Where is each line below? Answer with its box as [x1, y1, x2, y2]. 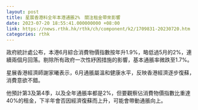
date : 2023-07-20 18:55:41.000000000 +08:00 [6, 20, 120, 26]
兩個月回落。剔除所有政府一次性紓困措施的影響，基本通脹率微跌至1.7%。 [11, 56, 193, 63]
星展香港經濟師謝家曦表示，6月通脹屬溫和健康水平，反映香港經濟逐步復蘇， [6, 69, 195, 76]
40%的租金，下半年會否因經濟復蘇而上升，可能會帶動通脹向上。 [6, 97, 167, 105]
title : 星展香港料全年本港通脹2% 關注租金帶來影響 [6, 15, 121, 21]
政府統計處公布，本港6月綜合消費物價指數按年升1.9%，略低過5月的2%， [6, 49, 187, 56]
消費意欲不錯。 [6, 77, 43, 84]
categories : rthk [6, 31, 50, 37]
